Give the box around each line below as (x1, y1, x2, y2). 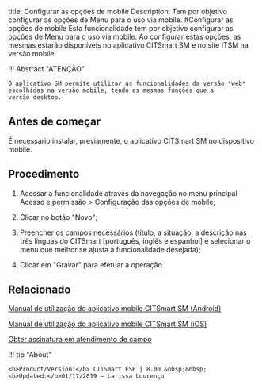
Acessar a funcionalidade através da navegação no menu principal (19, 188, 237, 198)
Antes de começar (8, 115, 101, 129)
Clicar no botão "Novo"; (19, 212, 98, 221)
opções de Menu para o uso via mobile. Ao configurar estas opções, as (8, 32, 241, 41)
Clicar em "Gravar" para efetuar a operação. (19, 259, 165, 269)
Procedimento (8, 167, 80, 181)
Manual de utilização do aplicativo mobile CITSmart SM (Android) (8, 304, 222, 313)
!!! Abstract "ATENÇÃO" (8, 64, 85, 74)
